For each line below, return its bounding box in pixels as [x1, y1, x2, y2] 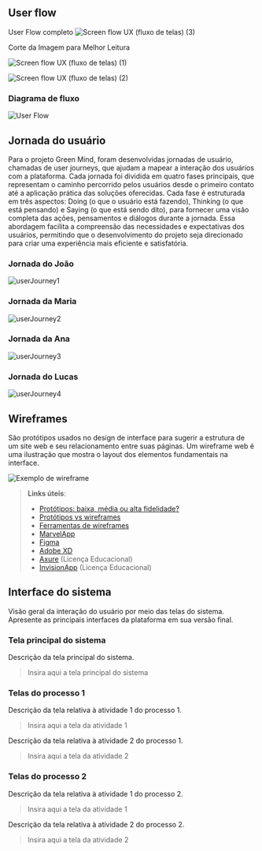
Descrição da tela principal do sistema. [8, 653, 135, 662]
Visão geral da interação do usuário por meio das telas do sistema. [8, 606, 224, 616]
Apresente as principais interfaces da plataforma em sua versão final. [8, 615, 234, 624]
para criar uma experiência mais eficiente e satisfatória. [8, 238, 189, 248]
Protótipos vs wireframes [39, 512, 121, 522]
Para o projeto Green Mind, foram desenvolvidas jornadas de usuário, [8, 154, 234, 164]
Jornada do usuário [8, 133, 106, 147]
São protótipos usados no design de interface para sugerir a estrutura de [8, 433, 245, 442]
